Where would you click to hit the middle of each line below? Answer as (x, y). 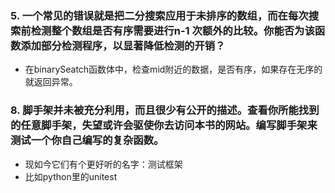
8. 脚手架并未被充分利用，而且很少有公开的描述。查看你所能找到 (165, 110)
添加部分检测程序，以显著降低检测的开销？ (123, 45)
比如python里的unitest (71, 176)
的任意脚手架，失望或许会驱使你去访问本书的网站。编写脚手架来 (164, 125)
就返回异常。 (51, 82)
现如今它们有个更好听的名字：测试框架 (103, 164)
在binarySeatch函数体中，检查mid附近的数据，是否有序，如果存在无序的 (173, 69)
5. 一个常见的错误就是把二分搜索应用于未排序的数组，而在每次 (159, 15)
